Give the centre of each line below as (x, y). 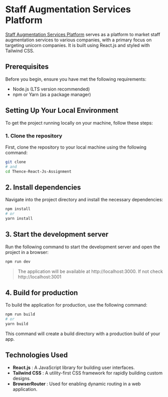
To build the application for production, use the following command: (76, 305)
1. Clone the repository (34, 136)
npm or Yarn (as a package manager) (52, 94)
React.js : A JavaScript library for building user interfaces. (74, 367)
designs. (22, 378)
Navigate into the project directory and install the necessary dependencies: (84, 200)
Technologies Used (36, 355)
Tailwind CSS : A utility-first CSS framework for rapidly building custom (88, 373)
